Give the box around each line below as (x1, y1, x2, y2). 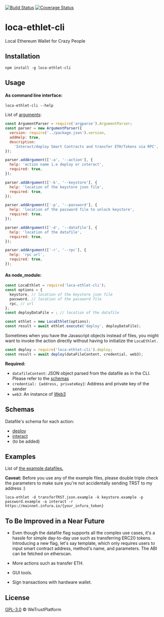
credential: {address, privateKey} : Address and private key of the (12, 380, 149, 386)
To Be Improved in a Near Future (5, 517, 105, 525)
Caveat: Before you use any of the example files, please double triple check (5, 475, 159, 481)
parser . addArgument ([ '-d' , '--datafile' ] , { (5, 225, 97, 230)
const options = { (5, 288, 43, 293)
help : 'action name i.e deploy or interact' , (9, 162, 104, 167)
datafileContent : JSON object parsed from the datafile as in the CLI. (12, 370, 151, 376)
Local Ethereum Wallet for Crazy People (5, 38, 86, 44)
